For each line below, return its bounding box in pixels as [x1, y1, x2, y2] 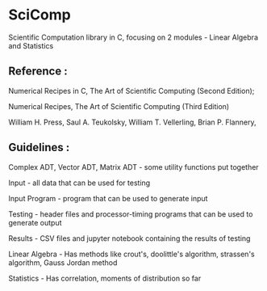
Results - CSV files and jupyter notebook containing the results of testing [8, 233, 251, 243]
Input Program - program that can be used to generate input [8, 193, 208, 203]
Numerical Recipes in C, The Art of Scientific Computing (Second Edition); [8, 86, 255, 95]
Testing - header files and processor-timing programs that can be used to [8, 209, 253, 219]
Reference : [8, 65, 68, 78]
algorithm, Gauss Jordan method [8, 257, 118, 268]
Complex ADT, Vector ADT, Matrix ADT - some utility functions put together [8, 162, 260, 171]
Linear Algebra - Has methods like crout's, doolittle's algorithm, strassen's [8, 249, 256, 259]
